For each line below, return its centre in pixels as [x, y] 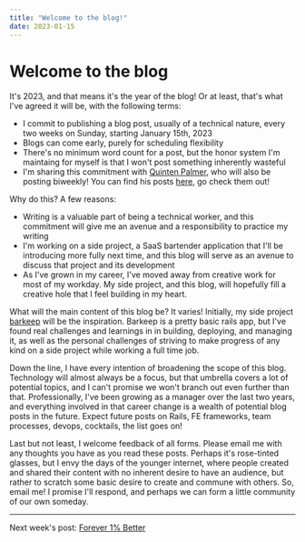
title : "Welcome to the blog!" [69, 18]
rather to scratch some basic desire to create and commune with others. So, [152, 482]
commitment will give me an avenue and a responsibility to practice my [155, 226]
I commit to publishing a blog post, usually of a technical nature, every [154, 124]
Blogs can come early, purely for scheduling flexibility [123, 143]
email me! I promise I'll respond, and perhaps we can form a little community [152, 492]
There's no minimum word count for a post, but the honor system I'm [151, 153]
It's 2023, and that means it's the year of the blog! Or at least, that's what [146, 96]
